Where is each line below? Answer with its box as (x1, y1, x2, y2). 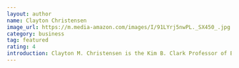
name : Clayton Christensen (6, 17, 87, 24)
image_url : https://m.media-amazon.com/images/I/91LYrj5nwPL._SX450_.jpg (6, 23, 231, 30)
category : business (6, 30, 65, 38)
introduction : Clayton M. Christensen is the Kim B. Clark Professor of (6, 50, 228, 57)
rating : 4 (6, 43, 36, 50)
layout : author (6, 10, 52, 18)
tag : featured (6, 37, 49, 44)
